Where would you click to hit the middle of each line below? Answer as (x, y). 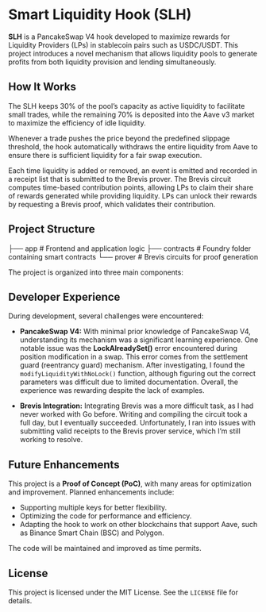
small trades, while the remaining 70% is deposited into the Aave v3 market (131, 114)
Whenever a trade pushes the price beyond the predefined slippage (119, 138)
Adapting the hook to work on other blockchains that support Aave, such (139, 525)
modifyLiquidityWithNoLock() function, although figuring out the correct (137, 374)
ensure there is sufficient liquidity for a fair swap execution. (105, 155)
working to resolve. (51, 440)
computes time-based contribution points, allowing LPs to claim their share (131, 187)
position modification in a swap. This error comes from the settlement (134, 357)
